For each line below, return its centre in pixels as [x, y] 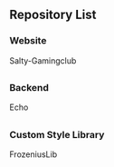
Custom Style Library [57, 134]
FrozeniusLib [33, 154]
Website [28, 41]
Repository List [53, 15]
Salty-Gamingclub [43, 60]
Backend [29, 88]
